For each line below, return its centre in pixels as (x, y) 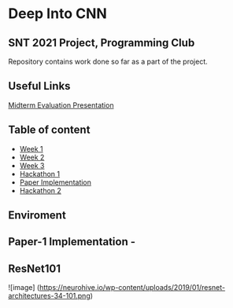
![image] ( (24, 288)
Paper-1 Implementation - (72, 242)
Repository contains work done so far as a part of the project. (108, 61)
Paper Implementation (55, 182)
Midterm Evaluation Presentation (61, 105)
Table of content (49, 130)
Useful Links (39, 86)
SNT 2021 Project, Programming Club (102, 43)
